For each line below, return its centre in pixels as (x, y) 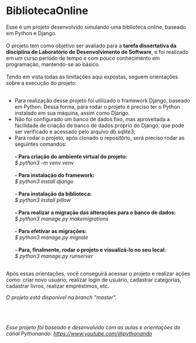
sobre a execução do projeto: (42, 83)
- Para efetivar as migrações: (50, 231)
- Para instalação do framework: (54, 175)
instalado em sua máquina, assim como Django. (72, 113)
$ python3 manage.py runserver (54, 256)
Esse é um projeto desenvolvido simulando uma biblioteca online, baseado (96, 27)
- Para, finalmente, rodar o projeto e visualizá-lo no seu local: (90, 249)
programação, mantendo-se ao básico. (53, 64)
